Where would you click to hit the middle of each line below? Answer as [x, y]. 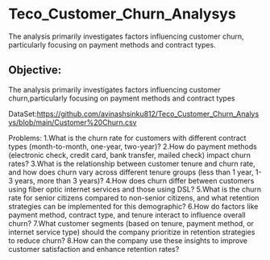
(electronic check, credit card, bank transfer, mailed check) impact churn [130, 155]
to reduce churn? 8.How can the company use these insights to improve [128, 240]
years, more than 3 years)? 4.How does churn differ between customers [135, 180]
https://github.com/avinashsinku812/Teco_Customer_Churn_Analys [148, 113]
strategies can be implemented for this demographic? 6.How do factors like [133, 206]
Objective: [35, 70]
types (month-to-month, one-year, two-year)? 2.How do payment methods [133, 147]
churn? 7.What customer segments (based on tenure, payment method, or [131, 223]
